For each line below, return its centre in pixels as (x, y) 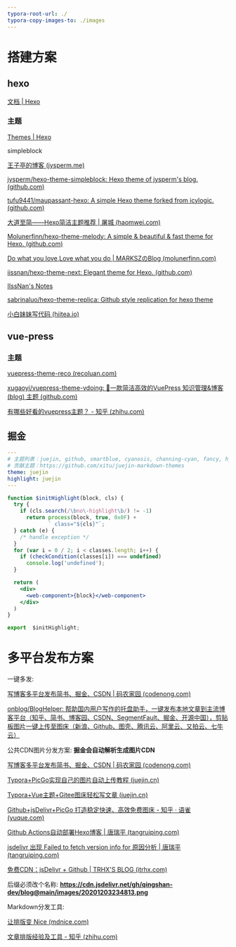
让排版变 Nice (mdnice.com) (48, 922)
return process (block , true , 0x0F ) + (81, 518)
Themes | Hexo (29, 137)
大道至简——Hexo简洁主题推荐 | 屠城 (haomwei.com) (84, 222)
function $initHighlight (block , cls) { (66, 498)
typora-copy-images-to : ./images (56, 20)
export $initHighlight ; (44, 628)
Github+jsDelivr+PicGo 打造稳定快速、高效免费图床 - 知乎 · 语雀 (99, 810)
